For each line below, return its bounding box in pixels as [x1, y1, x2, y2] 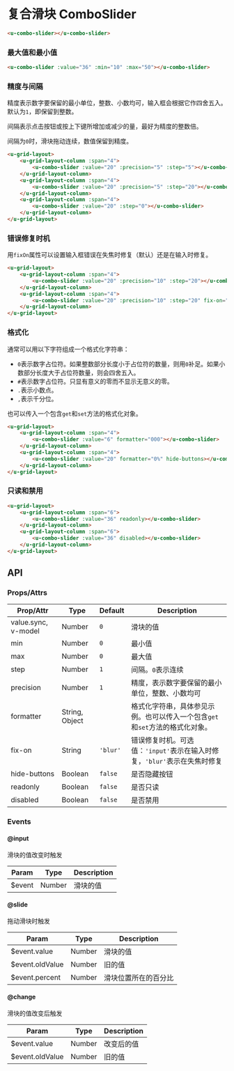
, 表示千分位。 [17, 394, 58, 402]
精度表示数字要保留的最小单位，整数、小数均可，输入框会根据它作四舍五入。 [7, 99, 227, 107]
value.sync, [10, 618, 49, 627]
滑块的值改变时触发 [7, 850, 63, 859]
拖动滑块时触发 [7, 916, 50, 925]
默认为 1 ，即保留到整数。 [7, 107, 78, 116]
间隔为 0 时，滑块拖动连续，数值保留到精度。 [7, 137, 133, 146]
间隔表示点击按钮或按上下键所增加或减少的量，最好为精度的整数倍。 [7, 123, 203, 131]
